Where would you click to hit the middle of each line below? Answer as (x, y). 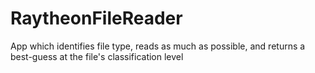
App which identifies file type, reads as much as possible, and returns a (158, 46)
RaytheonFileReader (96, 18)
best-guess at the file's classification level (97, 56)
